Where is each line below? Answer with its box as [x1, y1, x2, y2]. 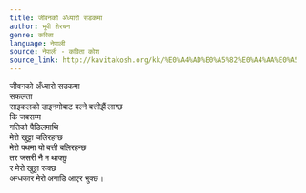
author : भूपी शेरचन [9, 22, 71, 31]
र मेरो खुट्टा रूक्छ [9, 163, 56, 173]
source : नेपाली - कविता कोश [9, 47, 100, 56]
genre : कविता [9, 30, 54, 39]
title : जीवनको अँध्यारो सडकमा [9, 13, 103, 23]
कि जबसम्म [9, 111, 41, 122]
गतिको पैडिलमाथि [9, 122, 59, 132]
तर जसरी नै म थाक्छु [9, 152, 67, 163]
